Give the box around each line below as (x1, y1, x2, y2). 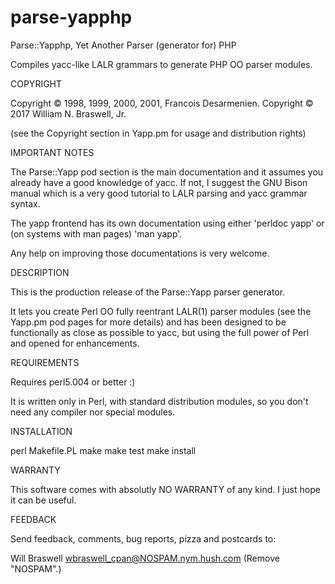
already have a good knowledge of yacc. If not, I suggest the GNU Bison (10, 176, 308, 188)
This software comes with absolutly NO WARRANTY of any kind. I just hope (10, 483, 321, 495)
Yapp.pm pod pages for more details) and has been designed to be (10, 316, 287, 328)
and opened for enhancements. (10, 337, 140, 349)
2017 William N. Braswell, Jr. (10, 107, 127, 120)
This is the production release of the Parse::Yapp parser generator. (10, 286, 286, 298)
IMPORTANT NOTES (10, 146, 95, 158)
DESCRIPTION (10, 266, 70, 278)
